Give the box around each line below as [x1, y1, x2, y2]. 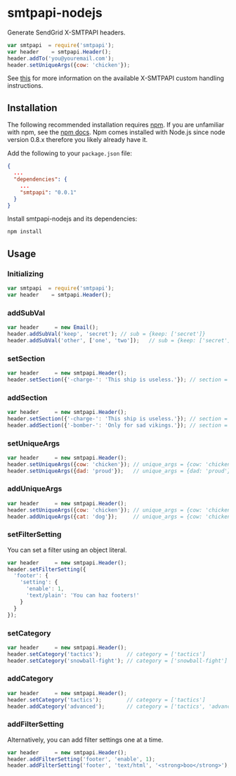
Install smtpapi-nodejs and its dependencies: [7, 214, 138, 223]
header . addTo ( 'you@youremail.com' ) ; [7, 55, 114, 62]
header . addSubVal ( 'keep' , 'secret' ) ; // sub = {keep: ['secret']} [7, 330, 206, 337]
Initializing [7, 269, 44, 278]
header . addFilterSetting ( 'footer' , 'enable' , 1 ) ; [7, 756, 156, 763]
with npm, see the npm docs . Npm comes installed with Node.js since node [7, 128, 225, 136]
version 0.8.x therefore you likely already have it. [7, 136, 148, 144]
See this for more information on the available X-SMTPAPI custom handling [7, 74, 225, 82]
